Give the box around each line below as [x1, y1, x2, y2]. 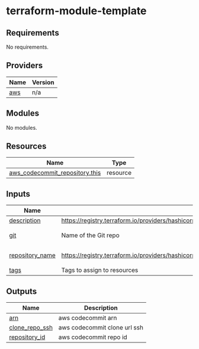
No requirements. [6, 43, 49, 50]
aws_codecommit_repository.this [9, 169, 101, 177]
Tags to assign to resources [61, 266, 139, 274]
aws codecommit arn [58, 314, 117, 322]
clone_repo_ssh [9, 324, 53, 332]
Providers [6, 60, 43, 71]
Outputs [6, 286, 37, 296]
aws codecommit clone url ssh [58, 324, 144, 332]
